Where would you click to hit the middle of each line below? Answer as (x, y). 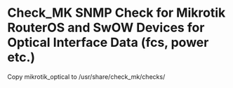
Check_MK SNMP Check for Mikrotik (116, 13)
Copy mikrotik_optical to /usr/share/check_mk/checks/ (86, 76)
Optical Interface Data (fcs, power (108, 43)
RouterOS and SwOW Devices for (106, 28)
